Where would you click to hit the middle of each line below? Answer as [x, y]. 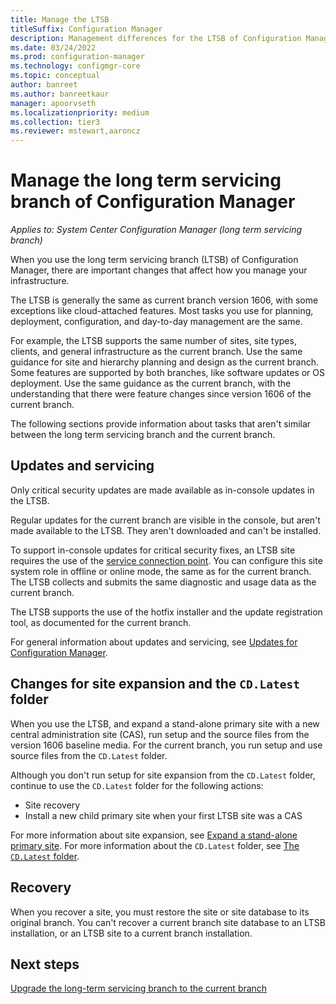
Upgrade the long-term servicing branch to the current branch [139, 988]
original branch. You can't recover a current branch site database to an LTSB [168, 922]
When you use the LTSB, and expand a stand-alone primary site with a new [165, 723]
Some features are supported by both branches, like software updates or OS [167, 373]
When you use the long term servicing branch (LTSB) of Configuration [154, 260]
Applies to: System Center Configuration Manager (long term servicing [156, 230]
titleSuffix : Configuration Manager [86, 29]
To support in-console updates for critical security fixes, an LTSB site [153, 550]
